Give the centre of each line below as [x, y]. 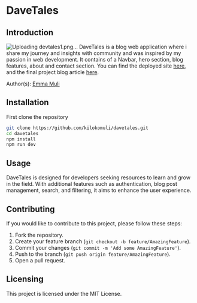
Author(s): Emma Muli [33, 84]
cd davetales [22, 133]
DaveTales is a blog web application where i [133, 47]
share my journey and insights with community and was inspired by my [94, 53]
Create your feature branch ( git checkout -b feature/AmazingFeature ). [103, 241]
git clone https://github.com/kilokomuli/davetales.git [77, 128]
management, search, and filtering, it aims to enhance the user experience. [99, 190]
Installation [28, 102]
